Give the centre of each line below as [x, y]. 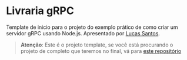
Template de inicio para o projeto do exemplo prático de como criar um [92, 27]
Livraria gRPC [40, 11]
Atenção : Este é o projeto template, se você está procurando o [97, 45]
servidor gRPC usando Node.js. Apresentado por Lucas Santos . [83, 33]
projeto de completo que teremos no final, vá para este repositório [101, 51]
